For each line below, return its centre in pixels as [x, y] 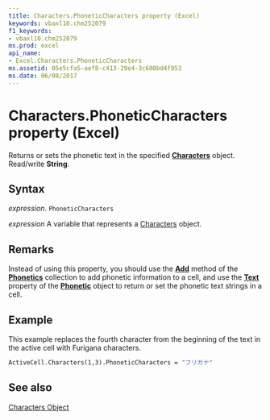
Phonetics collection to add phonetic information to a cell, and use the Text [134, 277]
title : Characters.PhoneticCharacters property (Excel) [104, 16]
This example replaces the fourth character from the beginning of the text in [135, 339]
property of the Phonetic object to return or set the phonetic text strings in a [135, 286]
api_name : [25, 53]
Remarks [31, 250]
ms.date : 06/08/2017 [43, 76]
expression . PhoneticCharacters [61, 208]
